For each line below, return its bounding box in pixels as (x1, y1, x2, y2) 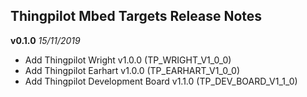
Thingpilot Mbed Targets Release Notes (10, 8, 263, 25)
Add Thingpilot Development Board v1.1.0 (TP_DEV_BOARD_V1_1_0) (24, 75, 298, 87)
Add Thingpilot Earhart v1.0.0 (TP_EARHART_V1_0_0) (24, 64, 241, 76)
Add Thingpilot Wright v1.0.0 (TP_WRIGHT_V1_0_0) (24, 54, 232, 66)
